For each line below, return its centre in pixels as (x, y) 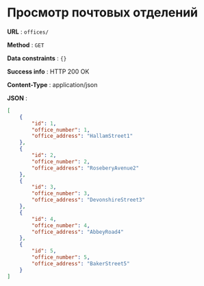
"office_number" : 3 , (61, 193)
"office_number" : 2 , (61, 162)
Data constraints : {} (37, 58)
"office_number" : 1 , (61, 130)
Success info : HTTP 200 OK (48, 71)
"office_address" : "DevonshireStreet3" (89, 200)
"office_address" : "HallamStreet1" (82, 136)
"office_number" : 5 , (61, 258)
